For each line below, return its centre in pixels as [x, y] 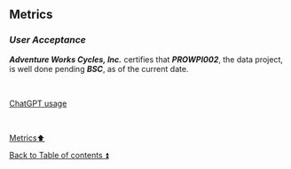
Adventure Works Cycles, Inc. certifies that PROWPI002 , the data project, [146, 59]
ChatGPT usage [38, 103]
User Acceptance [47, 40]
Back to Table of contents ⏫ [59, 155]
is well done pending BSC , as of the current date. [99, 68]
